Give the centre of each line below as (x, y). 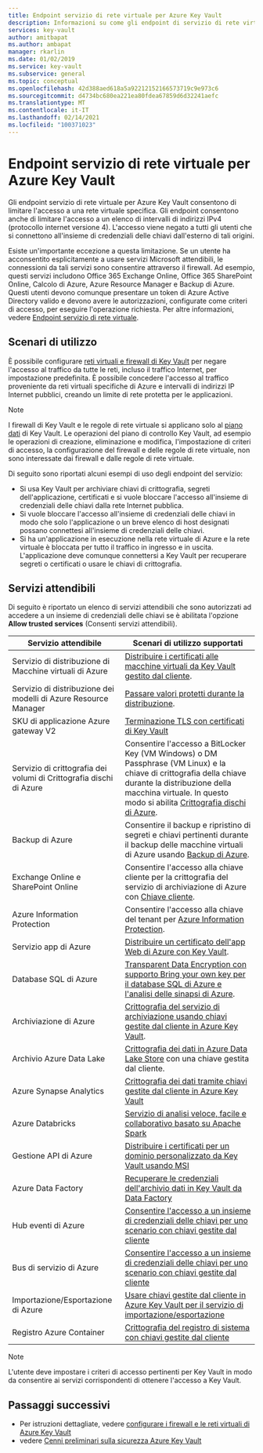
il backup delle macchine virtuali (184, 845)
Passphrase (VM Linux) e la (175, 764)
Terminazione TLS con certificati (185, 721)
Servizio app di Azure (52, 947)
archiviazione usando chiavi (176, 1017)
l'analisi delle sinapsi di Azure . (180, 994)
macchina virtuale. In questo (177, 793)
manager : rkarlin (36, 52)
